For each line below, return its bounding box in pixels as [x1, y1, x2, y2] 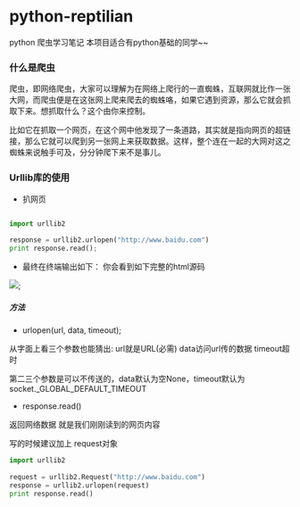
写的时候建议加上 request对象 [9, 438, 119, 448]
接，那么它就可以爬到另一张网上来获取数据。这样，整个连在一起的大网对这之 [9, 136, 291, 146]
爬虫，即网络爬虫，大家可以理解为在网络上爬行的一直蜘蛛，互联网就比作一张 [9, 83, 291, 95]
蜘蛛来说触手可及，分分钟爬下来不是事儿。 [9, 147, 166, 158]
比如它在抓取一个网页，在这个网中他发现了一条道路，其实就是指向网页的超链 [9, 125, 291, 136]
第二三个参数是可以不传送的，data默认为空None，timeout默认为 [9, 373, 246, 384]
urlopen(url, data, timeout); [21, 325, 122, 336]
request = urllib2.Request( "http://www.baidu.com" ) [9, 472, 205, 481]
